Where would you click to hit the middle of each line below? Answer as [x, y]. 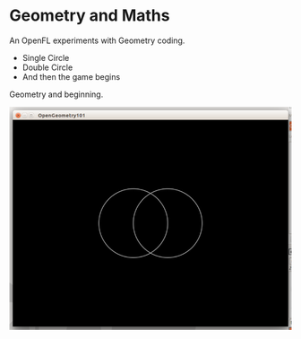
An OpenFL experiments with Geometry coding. [97, 40]
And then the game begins [71, 76]
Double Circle [47, 67]
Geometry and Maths [90, 16]
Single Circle [46, 57]
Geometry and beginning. [56, 94]
